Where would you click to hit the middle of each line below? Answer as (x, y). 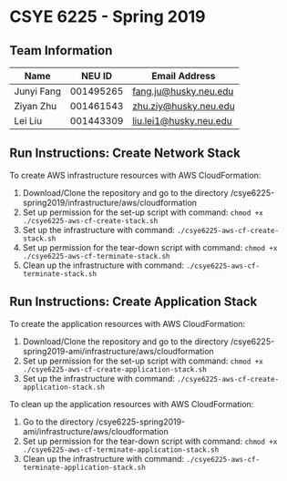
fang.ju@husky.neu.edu (183, 91)
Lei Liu (28, 121)
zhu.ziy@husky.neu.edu (183, 106)
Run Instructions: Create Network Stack (125, 154)
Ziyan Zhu (36, 106)
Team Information (61, 51)
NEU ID (96, 76)
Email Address (184, 76)
